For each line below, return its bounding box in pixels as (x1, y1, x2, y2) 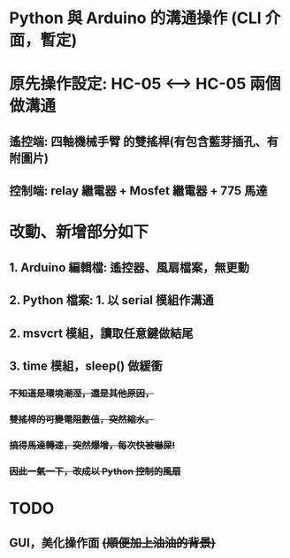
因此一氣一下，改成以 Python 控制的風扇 (9, 465, 181, 478)
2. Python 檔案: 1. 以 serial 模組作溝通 (9, 293, 214, 308)
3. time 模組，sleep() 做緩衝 (9, 358, 163, 373)
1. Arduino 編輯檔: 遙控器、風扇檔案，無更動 (9, 260, 250, 275)
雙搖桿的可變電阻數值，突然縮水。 (9, 413, 155, 425)
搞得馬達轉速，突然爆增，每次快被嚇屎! (9, 439, 175, 451)
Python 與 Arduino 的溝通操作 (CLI (9, 8, 263, 28)
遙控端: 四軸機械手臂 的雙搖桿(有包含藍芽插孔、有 (9, 134, 279, 149)
